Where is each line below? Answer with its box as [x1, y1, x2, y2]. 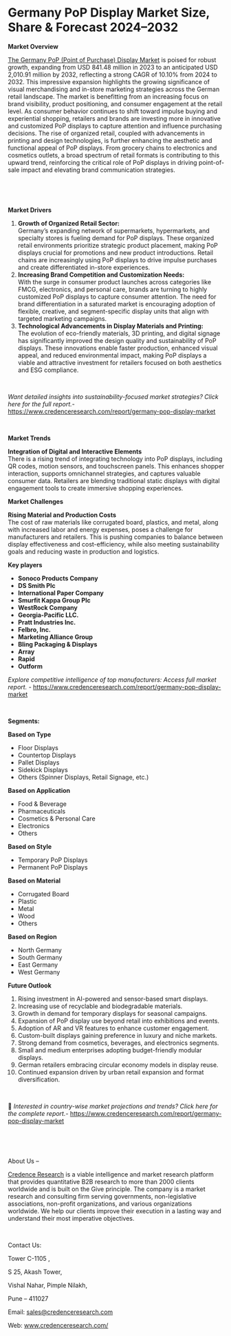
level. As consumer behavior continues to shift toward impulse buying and [8, 107, 218, 115]
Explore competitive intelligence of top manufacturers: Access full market [8, 675, 217, 684]
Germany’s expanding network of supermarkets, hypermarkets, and [17, 226, 210, 235]
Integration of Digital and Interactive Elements [8, 447, 142, 455]
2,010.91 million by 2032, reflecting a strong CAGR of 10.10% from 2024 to [8, 70, 217, 79]
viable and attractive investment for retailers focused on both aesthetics [17, 358, 222, 366]
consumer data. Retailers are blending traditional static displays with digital [8, 476, 221, 484]
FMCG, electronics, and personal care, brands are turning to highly [17, 285, 208, 293]
